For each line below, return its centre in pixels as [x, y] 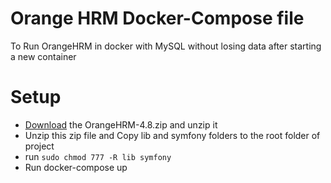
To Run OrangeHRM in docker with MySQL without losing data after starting [166, 46]
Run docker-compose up [76, 167]
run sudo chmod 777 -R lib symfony [98, 156]
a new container [43, 56]
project [39, 146]
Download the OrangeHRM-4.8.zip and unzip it [121, 124]
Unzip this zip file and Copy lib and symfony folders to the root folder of [172, 135]
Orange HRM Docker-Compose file [157, 18]
